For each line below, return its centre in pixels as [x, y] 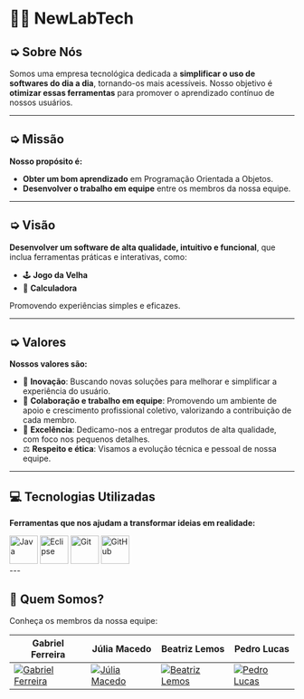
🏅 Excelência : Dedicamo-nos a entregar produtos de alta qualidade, [150, 430]
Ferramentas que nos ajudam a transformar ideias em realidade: [133, 523]
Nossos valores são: [48, 364]
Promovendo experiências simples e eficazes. [95, 305]
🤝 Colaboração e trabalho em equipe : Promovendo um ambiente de [150, 401]
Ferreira [48, 655]
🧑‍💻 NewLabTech [71, 19]
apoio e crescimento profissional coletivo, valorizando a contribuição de [157, 410]
